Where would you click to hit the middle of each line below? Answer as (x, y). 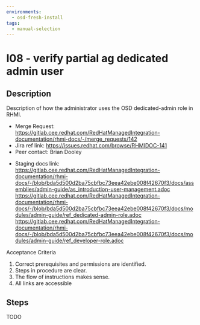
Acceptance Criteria (31, 253)
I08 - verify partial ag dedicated (87, 59)
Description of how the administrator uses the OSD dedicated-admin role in (100, 108)
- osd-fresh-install (37, 18)
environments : (24, 12)
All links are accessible (43, 283)
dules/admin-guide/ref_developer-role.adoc (69, 241)
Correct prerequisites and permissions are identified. (80, 264)
